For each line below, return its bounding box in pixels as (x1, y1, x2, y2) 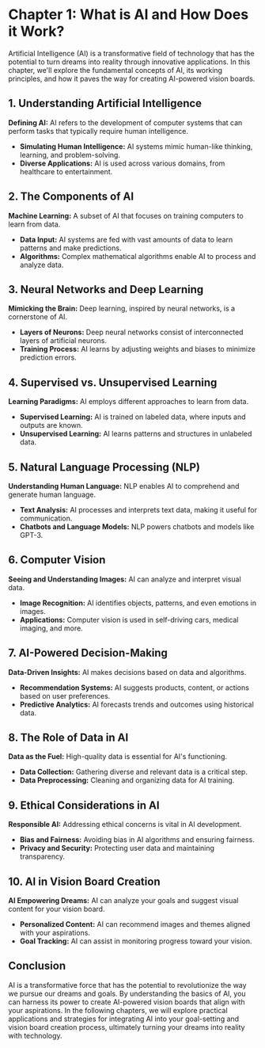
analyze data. (19, 260, 64, 269)
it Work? (8, 22, 65, 40)
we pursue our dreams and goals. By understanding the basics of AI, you (8, 989, 247, 998)
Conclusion (8, 959, 66, 973)
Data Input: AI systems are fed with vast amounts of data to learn (19, 234, 233, 244)
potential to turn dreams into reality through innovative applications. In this (8, 57, 251, 67)
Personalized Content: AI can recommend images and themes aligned (19, 920, 251, 929)
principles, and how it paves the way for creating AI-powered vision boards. (8, 74, 256, 83)
